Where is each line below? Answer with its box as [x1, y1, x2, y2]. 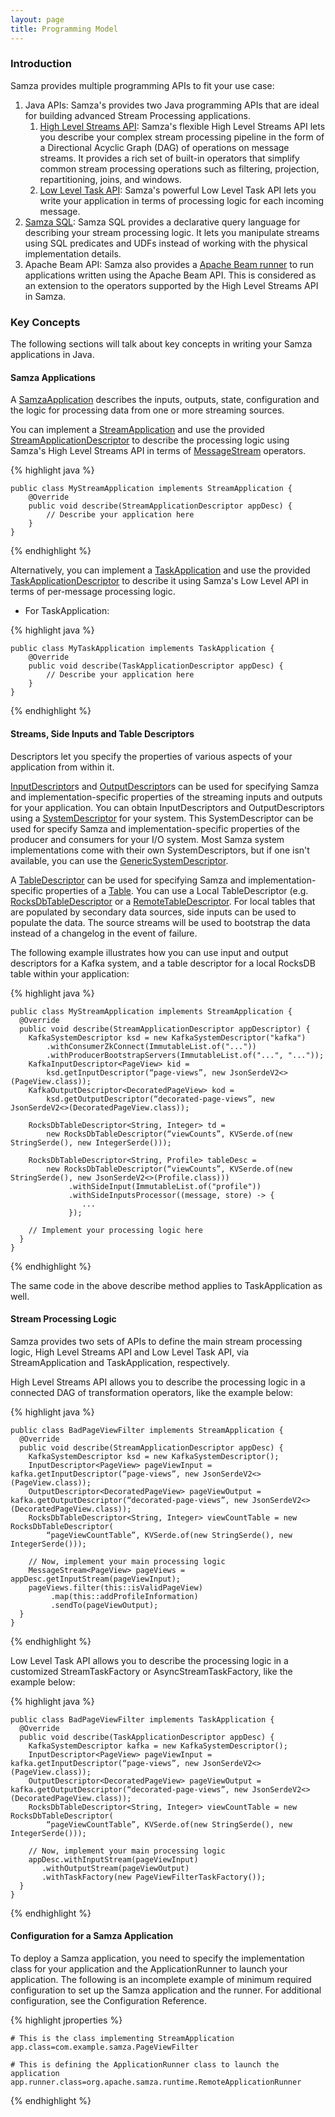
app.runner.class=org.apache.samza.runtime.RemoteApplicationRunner [10, 2077, 302, 2087]
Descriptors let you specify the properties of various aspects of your [10, 750, 293, 762]
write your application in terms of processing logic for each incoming [39, 194, 325, 206]
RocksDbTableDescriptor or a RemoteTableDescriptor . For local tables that [10, 895, 316, 907]
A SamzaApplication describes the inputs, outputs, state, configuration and [10, 394, 320, 406]
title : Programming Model [10, 24, 118, 34]
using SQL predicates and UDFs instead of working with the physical [24, 237, 308, 249]
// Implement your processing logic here [28, 1225, 203, 1235]
